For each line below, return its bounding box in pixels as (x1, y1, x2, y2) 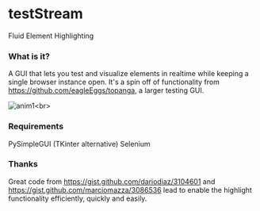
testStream (8, 5, 83, 23)
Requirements (8, 121, 64, 132)
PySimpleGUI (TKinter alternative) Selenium (8, 139, 151, 148)
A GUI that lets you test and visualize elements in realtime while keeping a (8, 69, 250, 79)
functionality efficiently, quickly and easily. (8, 194, 147, 203)
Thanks (8, 159, 38, 170)
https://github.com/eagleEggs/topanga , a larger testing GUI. (8, 86, 205, 95)
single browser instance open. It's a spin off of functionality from (8, 77, 220, 87)
